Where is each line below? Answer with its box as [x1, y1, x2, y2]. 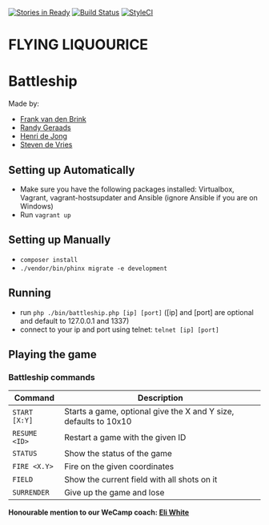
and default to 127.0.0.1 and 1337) [19, 316, 130, 325]
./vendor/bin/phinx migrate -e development [19, 265, 168, 273]
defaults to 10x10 [63, 416, 132, 427]
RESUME [12, 429, 38, 438]
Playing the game [8, 347, 98, 361]
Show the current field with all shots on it [63, 474, 218, 485]
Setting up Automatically [8, 163, 135, 176]
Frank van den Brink [19, 115, 86, 124]
